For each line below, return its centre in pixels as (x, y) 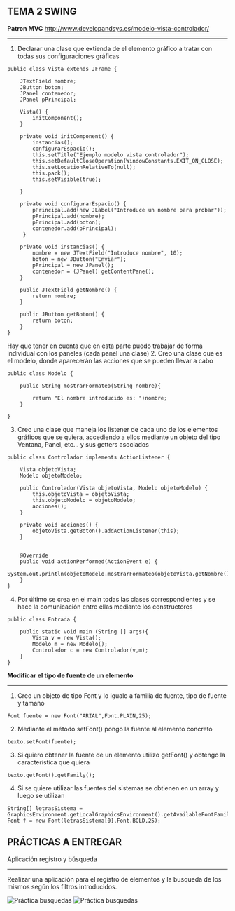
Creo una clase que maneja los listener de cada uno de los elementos (117, 429)
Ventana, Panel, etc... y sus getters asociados (83, 444)
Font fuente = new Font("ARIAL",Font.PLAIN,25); (79, 716)
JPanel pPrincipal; (48, 100)
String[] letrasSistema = (45, 808)
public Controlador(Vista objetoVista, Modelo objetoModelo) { (114, 488)
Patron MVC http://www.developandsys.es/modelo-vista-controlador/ (108, 28)
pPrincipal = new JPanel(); (73, 265)
